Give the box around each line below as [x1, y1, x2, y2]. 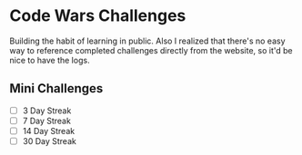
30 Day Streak [22, 135, 77, 146]
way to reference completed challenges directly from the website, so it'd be [9, 44, 293, 55]
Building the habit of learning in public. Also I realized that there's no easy [9, 35, 286, 46]
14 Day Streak [22, 125, 75, 136]
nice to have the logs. [9, 54, 90, 65]
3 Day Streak [22, 105, 72, 116]
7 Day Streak [22, 115, 71, 126]
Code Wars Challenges [9, 5, 186, 26]
